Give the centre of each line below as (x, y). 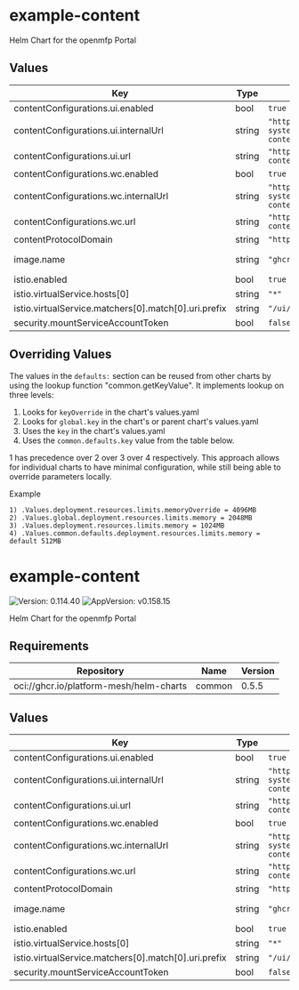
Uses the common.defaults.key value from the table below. (128, 440)
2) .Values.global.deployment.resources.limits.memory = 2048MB (131, 518)
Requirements (49, 646)
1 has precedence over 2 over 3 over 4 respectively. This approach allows (145, 457)
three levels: (32, 394)
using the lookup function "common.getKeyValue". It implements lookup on (147, 385)
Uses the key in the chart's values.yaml (94, 431)
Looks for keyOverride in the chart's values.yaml (111, 412)
